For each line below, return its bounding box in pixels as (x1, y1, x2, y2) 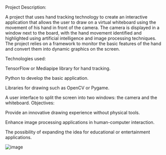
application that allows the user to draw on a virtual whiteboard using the (5, 20, 156, 25)
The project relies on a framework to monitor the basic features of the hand (5, 41, 161, 47)
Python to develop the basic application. (5, 75, 89, 81)
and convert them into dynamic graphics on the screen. (5, 46, 120, 52)
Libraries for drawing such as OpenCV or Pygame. (5, 85, 110, 91)
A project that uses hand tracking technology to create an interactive (5, 14, 147, 20)
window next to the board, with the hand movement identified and (5, 30, 142, 36)
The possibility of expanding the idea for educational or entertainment (5, 129, 150, 135)
